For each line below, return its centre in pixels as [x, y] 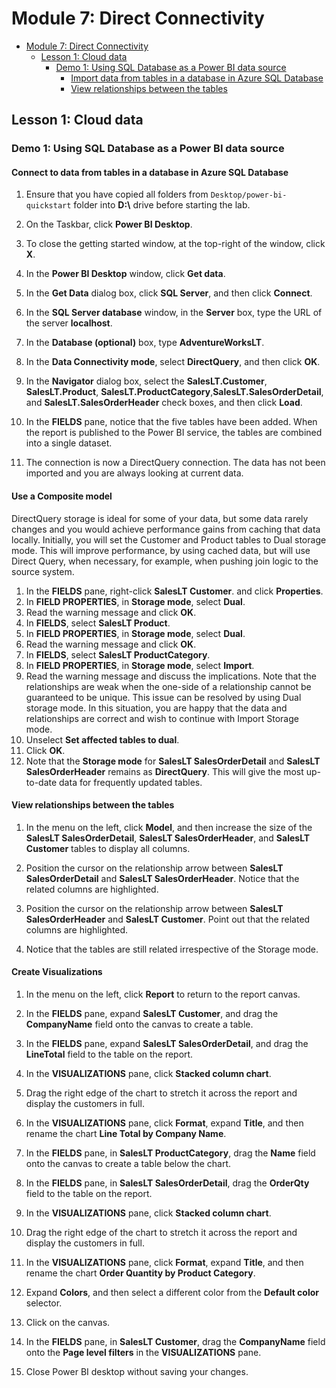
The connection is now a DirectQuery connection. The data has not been [175, 463]
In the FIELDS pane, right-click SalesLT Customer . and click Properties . [174, 591]
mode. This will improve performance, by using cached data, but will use [161, 550]
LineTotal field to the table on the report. [109, 1054]
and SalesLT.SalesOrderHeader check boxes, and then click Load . [164, 403]
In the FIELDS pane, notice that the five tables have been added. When [171, 422]
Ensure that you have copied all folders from [117, 194]
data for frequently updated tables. [131, 782]
